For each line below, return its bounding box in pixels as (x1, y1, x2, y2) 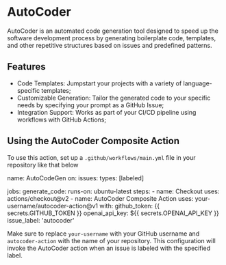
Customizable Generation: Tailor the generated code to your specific (16, 94, 211, 102)
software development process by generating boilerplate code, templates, (7, 33, 216, 42)
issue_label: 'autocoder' (7, 216, 75, 224)
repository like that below (7, 161, 79, 169)
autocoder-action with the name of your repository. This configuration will (7, 236, 216, 245)
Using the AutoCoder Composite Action (7, 135, 180, 147)
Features (7, 61, 46, 72)
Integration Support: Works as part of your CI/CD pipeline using (16, 108, 197, 116)
